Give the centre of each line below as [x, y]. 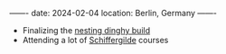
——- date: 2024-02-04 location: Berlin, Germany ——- [113, 13]
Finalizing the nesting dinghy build [86, 30]
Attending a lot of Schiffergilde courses [95, 40]
